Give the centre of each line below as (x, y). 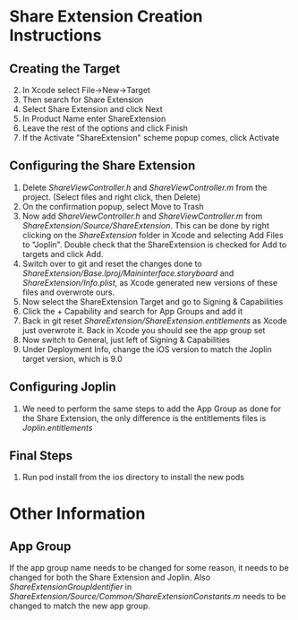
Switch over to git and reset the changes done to (112, 263)
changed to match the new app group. (80, 606)
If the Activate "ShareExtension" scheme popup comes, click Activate (151, 138)
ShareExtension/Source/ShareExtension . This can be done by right (146, 225)
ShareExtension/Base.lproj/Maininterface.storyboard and (128, 273)
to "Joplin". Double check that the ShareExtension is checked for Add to (154, 245)
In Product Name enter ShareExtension (94, 119)
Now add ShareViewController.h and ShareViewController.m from (142, 216)
